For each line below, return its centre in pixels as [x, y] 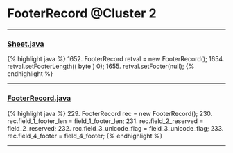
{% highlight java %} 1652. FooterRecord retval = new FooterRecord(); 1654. [116, 59]
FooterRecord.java [39, 98]
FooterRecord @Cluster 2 [82, 14]
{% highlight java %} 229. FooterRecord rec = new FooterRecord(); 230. [110, 113]
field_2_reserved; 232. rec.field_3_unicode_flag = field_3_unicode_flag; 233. [115, 128]
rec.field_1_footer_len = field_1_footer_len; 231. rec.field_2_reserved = [105, 121]
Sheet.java [26, 44]
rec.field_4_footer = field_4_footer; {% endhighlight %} [85, 136]
